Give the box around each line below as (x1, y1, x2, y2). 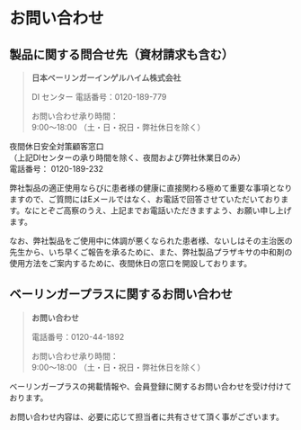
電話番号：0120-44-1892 (31, 331, 125, 342)
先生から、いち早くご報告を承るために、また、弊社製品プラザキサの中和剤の (9, 246, 293, 257)
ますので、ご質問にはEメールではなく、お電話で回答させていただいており (9, 194, 281, 204)
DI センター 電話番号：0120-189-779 (31, 92, 167, 102)
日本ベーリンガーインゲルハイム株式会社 (31, 73, 181, 83)
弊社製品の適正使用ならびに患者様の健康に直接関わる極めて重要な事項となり (9, 183, 293, 193)
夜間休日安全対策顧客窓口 (9, 141, 104, 151)
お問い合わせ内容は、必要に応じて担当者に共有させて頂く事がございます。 (9, 411, 285, 422)
